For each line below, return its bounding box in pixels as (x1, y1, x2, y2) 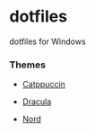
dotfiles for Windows (9, 36, 87, 47)
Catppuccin (22, 79, 65, 90)
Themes (9, 58, 47, 71)
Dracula (22, 96, 52, 107)
